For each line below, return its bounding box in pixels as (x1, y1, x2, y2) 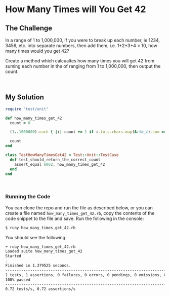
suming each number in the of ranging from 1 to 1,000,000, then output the (5, 63, 161, 69)
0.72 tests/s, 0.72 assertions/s (5, 286, 76, 292)
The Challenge (5, 24, 53, 32)
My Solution (5, 93, 45, 102)
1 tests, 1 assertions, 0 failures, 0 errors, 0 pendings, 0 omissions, (5, 272, 162, 277)
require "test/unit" (5, 106, 49, 112)
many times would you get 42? (5, 48, 69, 54)
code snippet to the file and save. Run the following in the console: (5, 215, 144, 221)
